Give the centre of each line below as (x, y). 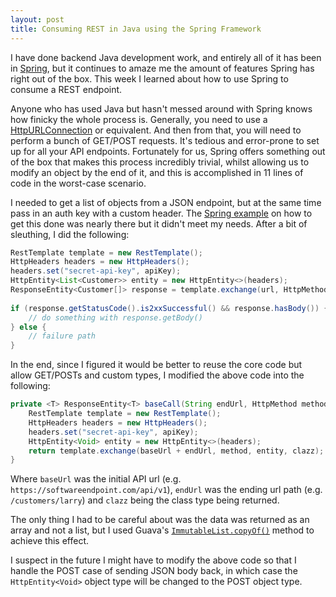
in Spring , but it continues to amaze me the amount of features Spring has (162, 68)
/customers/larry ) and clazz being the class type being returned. (145, 500)
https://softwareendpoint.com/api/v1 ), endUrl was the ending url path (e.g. (166, 490)
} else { (28, 327)
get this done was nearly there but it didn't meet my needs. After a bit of (159, 223)
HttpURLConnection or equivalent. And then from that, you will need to (156, 130)
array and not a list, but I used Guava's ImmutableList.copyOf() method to (162, 530)
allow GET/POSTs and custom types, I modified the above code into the (157, 375)
